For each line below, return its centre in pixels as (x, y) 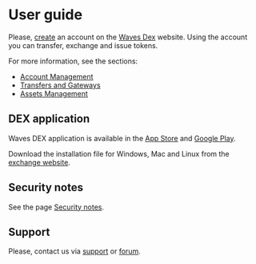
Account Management (56, 76)
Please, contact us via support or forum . (75, 251)
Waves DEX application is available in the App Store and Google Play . (122, 138)
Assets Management (54, 93)
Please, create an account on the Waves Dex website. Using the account (128, 37)
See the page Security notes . (56, 207)
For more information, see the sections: (73, 61)
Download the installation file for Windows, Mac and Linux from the (119, 153)
